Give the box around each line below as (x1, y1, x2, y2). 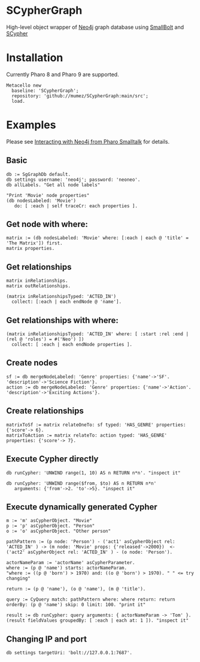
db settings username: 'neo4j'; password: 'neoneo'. (6, 177, 141, 183)
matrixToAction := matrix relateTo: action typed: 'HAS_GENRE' (6, 432, 168, 439)
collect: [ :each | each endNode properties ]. (11, 342, 133, 348)
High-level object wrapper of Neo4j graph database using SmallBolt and (6, 23, 184, 31)
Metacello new (6, 82, 42, 88)
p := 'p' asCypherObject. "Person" (6, 523, 95, 529)
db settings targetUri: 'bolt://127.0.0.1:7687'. (6, 650, 133, 656)
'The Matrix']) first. (6, 240, 63, 246)
